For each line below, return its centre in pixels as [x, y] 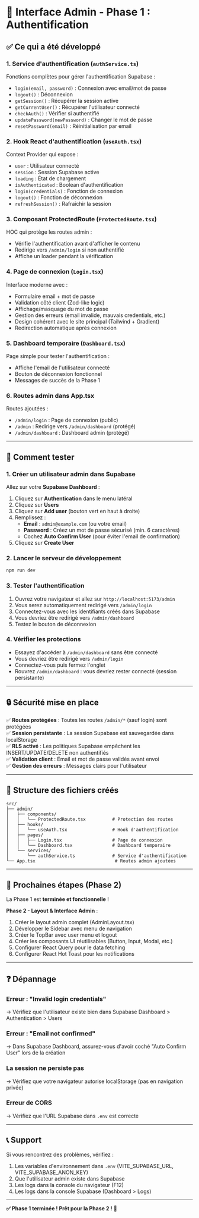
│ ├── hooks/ [25, 825]
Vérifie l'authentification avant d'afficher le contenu [77, 244]
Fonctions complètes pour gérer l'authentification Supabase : [81, 76]
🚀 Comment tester [41, 457]
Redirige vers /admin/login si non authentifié [69, 250]
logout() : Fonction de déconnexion [58, 197]
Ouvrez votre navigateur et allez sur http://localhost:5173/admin [95, 599]
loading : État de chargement [50, 178]
